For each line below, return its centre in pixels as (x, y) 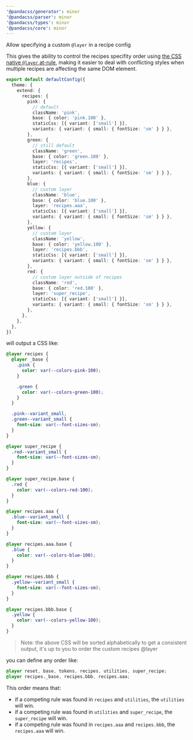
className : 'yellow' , (59, 239)
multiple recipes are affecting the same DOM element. (71, 69)
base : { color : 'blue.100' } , (69, 200)
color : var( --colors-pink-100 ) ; (61, 371)
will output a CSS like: (32, 343)
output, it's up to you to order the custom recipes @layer (89, 649)
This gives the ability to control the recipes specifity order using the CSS (94, 56)
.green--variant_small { (42, 420)
